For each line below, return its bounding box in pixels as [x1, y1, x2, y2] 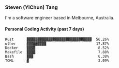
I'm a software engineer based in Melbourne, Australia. [5, 15, 115, 21]
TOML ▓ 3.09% [5, 58, 109, 63]
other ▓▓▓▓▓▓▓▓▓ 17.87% [5, 41, 109, 46]
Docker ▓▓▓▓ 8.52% [5, 45, 109, 50]
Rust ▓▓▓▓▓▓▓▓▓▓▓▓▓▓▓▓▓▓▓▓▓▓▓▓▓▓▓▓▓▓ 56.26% [5, 37, 109, 42]
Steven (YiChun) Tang [5, 4, 58, 11]
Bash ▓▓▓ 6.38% [5, 54, 109, 59]
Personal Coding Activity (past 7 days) [5, 26, 85, 32]
